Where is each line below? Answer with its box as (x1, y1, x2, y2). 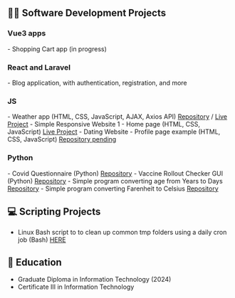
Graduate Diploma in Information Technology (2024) (17, 275, 172, 284)
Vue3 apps (7, 28, 46, 38)
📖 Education (7, 256, 62, 268)
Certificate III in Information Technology (17, 282, 135, 292)
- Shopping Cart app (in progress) (7, 44, 107, 53)
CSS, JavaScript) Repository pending (7, 135, 117, 144)
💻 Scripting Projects (7, 206, 101, 218)
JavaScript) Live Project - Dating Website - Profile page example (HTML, (7, 127, 221, 136)
